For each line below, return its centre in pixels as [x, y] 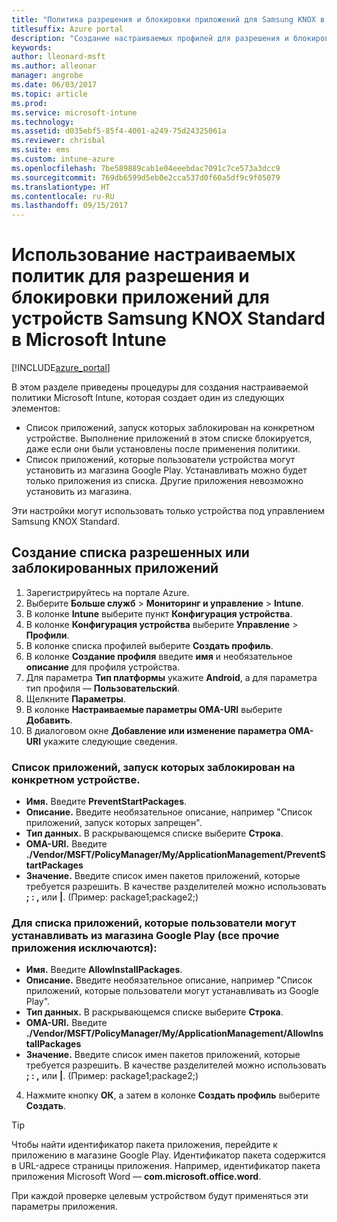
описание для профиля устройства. [103, 667]
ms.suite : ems [41, 150]
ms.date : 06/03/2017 [54, 85]
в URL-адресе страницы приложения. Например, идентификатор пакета [166, 1166]
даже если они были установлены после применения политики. [163, 449]
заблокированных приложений [115, 568]
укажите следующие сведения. [110, 741]
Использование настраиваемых [153, 255]
